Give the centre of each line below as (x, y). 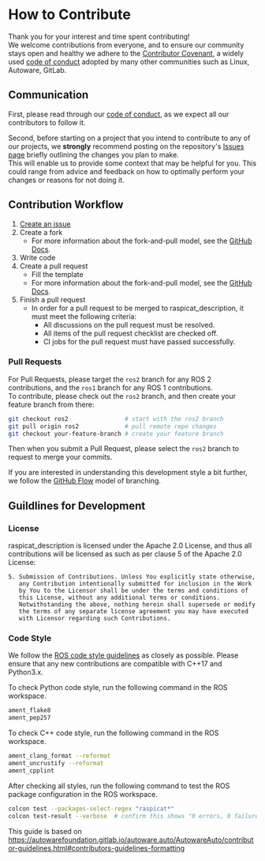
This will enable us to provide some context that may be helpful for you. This (132, 163)
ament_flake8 (30, 711)
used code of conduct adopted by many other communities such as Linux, (129, 62)
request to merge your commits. (60, 457)
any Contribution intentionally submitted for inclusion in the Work (135, 584)
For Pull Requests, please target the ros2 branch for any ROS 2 (110, 379)
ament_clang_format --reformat (60, 756)
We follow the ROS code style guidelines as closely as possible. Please (123, 655)
